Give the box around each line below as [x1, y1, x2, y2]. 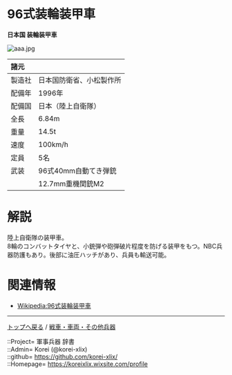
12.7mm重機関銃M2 [38, 179, 105, 189]
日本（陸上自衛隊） [38, 101, 101, 110]
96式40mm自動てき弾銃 [38, 166, 117, 175]
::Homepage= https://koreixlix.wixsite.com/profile [7, 360, 148, 368]
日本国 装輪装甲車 [7, 30, 57, 39]
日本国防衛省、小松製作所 [38, 75, 122, 85]
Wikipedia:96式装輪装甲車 [17, 301, 92, 309]
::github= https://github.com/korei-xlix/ [7, 352, 118, 360]
